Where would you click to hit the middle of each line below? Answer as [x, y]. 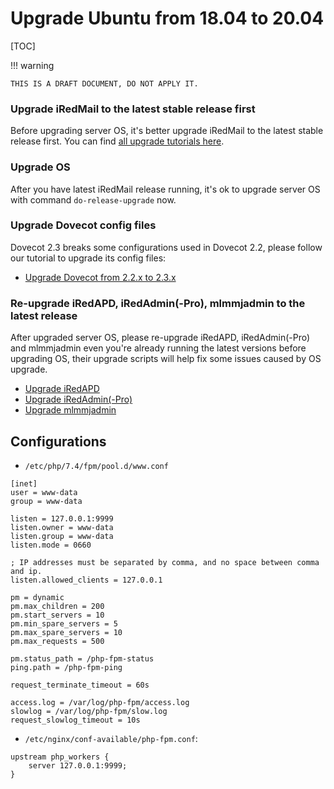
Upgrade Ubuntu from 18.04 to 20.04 [167, 18]
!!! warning [32, 65]
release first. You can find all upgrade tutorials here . [117, 141]
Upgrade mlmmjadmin [70, 410]
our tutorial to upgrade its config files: [88, 258]
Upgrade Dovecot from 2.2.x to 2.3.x [100, 277]
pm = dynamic [37, 597]
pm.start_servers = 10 [57, 615]
